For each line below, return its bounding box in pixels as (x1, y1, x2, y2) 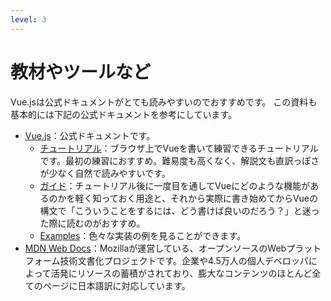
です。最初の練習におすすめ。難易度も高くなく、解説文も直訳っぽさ (39, 154, 320, 166)
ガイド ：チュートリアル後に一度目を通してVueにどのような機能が (39, 179, 311, 191)
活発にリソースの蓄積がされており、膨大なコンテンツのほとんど (50, 267, 313, 279)
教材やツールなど (10, 61, 152, 83)
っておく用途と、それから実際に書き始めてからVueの (101, 192, 319, 204)
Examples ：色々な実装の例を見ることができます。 (39, 229, 246, 241)
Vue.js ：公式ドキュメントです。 (24, 129, 156, 141)
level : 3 (10, 14, 47, 25)
